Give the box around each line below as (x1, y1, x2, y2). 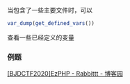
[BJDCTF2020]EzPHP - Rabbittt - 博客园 (7, 69, 123, 78)
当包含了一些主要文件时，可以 (7, 6, 92, 14)
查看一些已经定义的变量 (7, 33, 74, 42)
